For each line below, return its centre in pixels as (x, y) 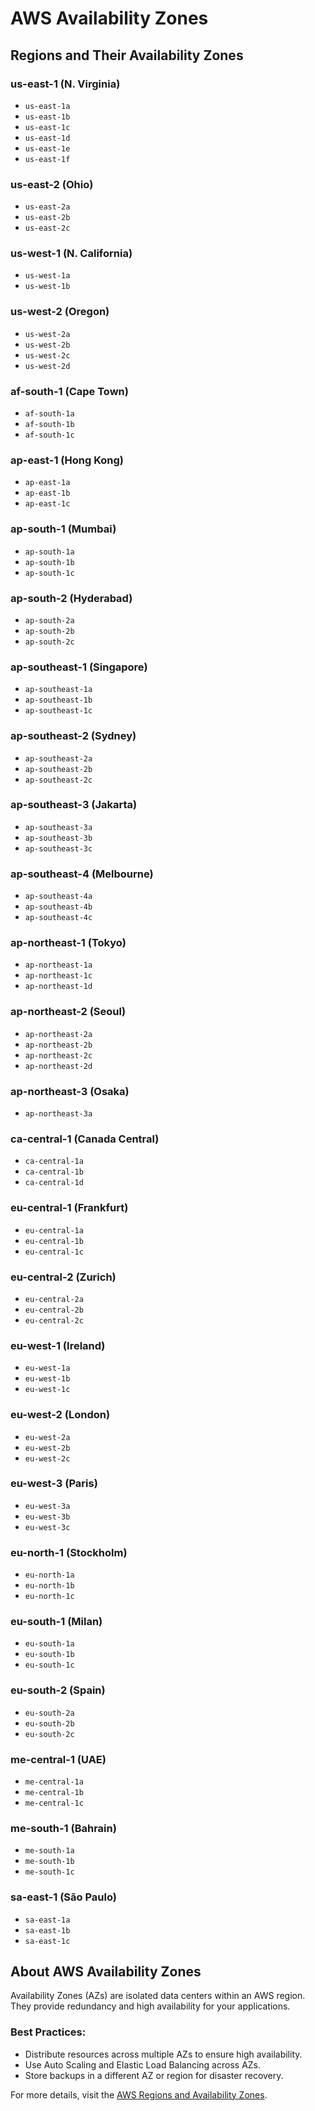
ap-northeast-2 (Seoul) (68, 1012)
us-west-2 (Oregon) (60, 312)
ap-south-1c (49, 573)
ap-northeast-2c (58, 1055)
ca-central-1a (54, 1162)
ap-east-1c (47, 504)
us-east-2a (47, 207)
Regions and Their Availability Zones (127, 55)
